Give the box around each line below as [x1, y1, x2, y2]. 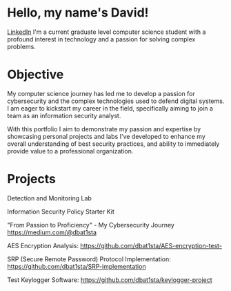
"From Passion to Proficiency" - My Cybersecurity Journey [7, 220, 174, 229]
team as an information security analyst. [7, 111, 121, 120]
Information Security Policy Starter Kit [7, 207, 115, 216]
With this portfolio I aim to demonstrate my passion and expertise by [7, 124, 201, 133]
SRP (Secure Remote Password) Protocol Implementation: [7, 254, 171, 263]
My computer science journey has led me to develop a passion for [7, 89, 195, 97]
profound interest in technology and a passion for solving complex [7, 35, 196, 43]
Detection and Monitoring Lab [7, 194, 92, 202]
